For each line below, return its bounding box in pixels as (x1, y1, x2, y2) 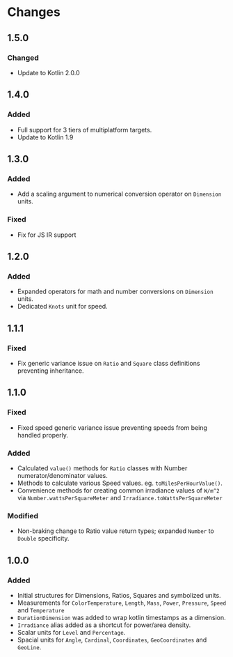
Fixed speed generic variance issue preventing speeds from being (17, 423, 207, 432)
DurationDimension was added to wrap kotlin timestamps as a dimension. (17, 613, 226, 621)
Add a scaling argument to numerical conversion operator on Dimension (17, 190, 222, 199)
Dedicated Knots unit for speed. (17, 302, 108, 311)
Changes (7, 4, 61, 20)
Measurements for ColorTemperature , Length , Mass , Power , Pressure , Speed (17, 598, 227, 607)
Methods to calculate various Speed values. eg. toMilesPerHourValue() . (17, 479, 223, 487)
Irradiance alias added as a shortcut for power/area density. (17, 621, 191, 629)
